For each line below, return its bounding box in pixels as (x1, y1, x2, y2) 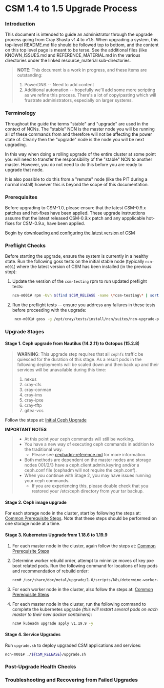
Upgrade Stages (5, 328, 45, 335)
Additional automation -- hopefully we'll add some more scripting (24, 87, 156, 93)
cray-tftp (24, 402, 42, 408)
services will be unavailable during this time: (17, 367, 106, 373)
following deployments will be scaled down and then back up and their (17, 362, 159, 368)
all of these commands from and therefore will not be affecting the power (5, 131, 152, 137)
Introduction (5, 21, 35, 27)
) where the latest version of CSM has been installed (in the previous (14, 264, 152, 270)
